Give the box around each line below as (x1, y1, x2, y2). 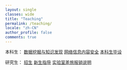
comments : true (5, 35, 37, 40)
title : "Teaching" (5, 16, 43, 21)
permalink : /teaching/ (5, 21, 52, 26)
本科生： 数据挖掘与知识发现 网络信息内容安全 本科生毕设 (5, 49, 122, 55)
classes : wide (5, 12, 35, 17)
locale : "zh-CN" (5, 26, 39, 31)
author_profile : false (5, 30, 52, 35)
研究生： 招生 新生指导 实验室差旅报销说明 (5, 59, 92, 65)
